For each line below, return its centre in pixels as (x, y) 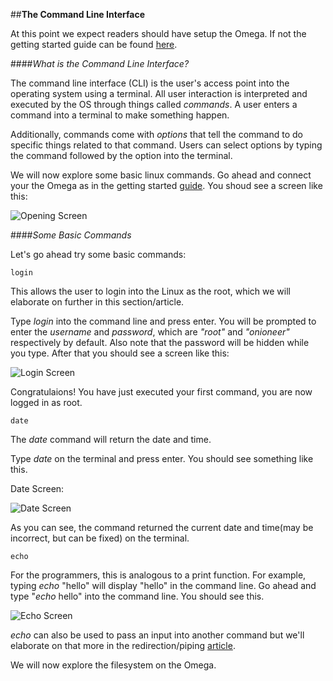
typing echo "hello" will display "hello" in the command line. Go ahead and (163, 585)
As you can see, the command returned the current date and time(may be (162, 527)
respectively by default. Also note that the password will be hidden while (160, 342)
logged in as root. (46, 402)
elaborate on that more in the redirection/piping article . (123, 645)
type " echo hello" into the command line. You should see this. (137, 596)
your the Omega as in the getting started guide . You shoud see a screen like (166, 185)
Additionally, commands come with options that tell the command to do (156, 134)
